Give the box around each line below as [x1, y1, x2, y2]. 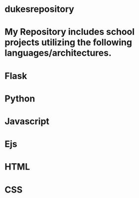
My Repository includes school [4, 26, 135, 38]
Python [4, 93, 35, 104]
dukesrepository [4, 3, 75, 15]
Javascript [4, 115, 50, 127]
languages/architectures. [4, 47, 112, 59]
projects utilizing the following [4, 37, 132, 48]
